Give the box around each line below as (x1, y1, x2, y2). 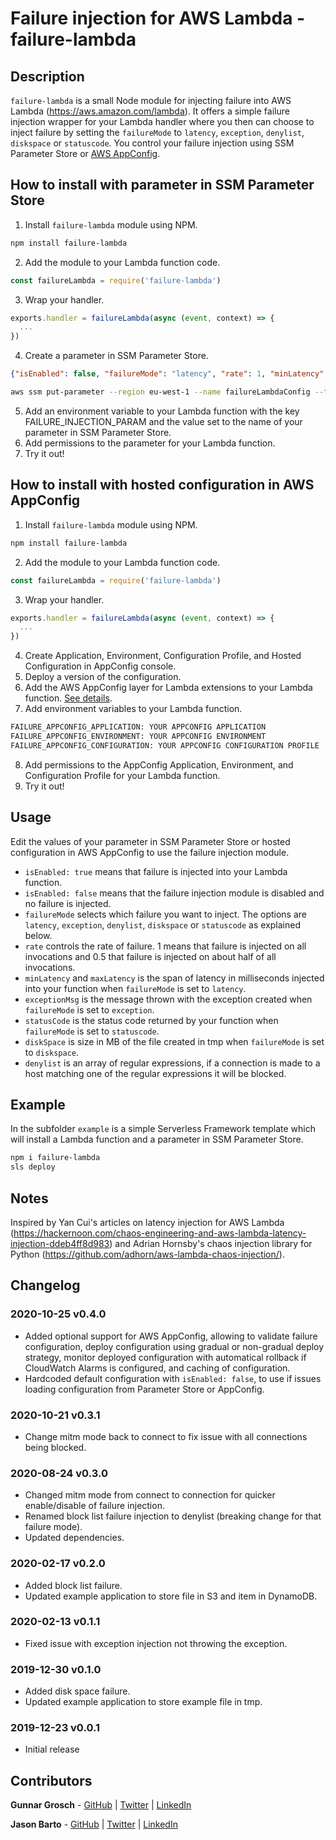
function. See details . (24, 692, 113, 704)
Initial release (24, 1743, 80, 1756)
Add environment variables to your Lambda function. (24, 703, 243, 715)
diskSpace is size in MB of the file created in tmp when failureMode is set (24, 1035, 325, 1047)
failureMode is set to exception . (24, 1003, 155, 1016)
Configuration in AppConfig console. (24, 660, 177, 672)
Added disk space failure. (24, 1685, 131, 1697)
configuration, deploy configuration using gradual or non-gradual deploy (24, 1340, 325, 1352)
